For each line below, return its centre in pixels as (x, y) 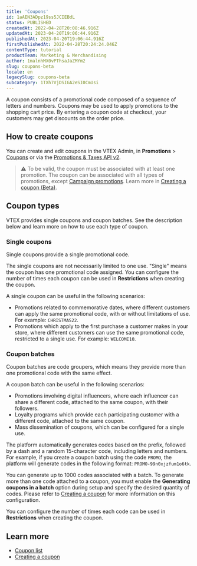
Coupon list (29, 551)
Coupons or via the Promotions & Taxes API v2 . (63, 157)
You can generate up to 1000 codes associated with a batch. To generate (95, 475)
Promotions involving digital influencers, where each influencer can (96, 396)
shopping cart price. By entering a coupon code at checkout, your (86, 112)
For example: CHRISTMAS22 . (46, 320)
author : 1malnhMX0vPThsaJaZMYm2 (46, 61)
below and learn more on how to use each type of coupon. (77, 226)
